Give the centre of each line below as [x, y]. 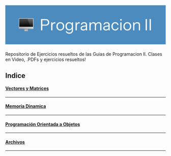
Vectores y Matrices [27, 88]
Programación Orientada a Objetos [43, 124]
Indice [15, 75]
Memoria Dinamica [26, 106]
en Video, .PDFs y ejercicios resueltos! [46, 59]
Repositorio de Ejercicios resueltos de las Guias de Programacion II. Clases [84, 54]
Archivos [15, 142]
